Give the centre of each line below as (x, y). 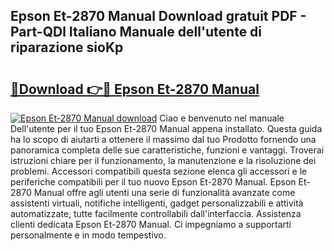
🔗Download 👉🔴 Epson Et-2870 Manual (135, 89)
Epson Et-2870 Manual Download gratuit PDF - (158, 16)
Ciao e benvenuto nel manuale (222, 118)
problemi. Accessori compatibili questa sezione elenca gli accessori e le (159, 171)
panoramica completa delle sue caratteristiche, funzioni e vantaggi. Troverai (167, 150)
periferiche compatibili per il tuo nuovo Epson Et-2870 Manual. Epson (153, 182)
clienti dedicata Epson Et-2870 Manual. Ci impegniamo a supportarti (151, 224)
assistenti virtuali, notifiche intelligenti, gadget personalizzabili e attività (157, 203)
